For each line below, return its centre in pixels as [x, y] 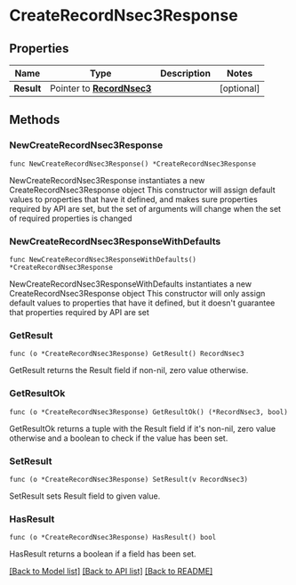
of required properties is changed [71, 218]
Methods [35, 120]
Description [185, 73]
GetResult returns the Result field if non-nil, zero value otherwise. [129, 370]
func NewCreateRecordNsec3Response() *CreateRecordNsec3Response [132, 164]
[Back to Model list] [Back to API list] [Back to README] [111, 572]
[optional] [240, 88]
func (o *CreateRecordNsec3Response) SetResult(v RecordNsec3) [129, 479]
